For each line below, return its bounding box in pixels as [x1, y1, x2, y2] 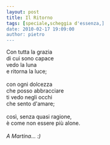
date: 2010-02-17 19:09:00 [6, 26, 75, 32]
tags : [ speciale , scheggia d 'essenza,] [6, 20, 105, 26]
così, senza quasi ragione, [6, 113, 72, 121]
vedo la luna [6, 62, 37, 69]
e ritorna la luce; [6, 68, 47, 75]
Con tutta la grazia [6, 48, 53, 55]
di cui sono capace [6, 55, 54, 62]
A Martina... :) [6, 132, 41, 140]
